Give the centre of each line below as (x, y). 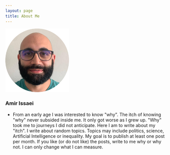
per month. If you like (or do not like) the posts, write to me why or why (87, 141)
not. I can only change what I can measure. (58, 147)
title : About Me (22, 16)
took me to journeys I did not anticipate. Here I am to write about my (84, 125)
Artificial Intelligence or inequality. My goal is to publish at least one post (89, 136)
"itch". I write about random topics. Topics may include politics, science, (88, 131)
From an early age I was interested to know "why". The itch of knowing (87, 114)
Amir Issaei (20, 103)
